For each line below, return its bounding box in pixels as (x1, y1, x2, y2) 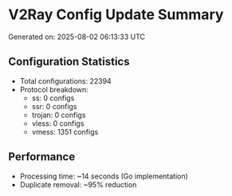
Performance (8, 150, 76, 164)
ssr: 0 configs (31, 101, 77, 111)
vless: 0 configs (31, 118, 85, 128)
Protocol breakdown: (19, 84, 89, 94)
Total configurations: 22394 (19, 76, 112, 85)
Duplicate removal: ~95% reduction (19, 179, 137, 189)
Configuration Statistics (8, 55, 130, 69)
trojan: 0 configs (31, 110, 86, 120)
